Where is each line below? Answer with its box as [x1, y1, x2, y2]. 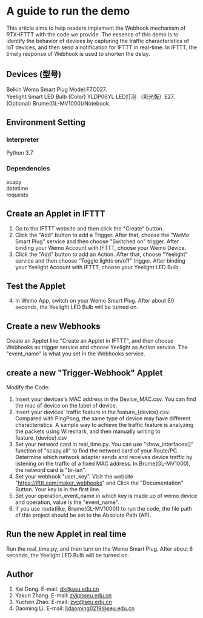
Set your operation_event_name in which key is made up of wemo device [15, 492, 198, 499]
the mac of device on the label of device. [15, 401, 118, 409]
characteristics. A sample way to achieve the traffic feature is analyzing [15, 421, 194, 428]
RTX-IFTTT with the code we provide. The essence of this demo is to [6, 30, 179, 38]
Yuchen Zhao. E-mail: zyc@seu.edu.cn [15, 598, 112, 605]
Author [6, 569, 33, 580]
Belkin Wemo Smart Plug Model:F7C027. [6, 86, 107, 93]
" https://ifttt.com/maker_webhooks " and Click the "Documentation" [15, 479, 184, 486]
